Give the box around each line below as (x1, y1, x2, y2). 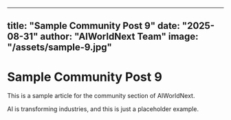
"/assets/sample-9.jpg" (7, 42, 112, 53)
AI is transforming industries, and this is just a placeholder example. (7, 105, 199, 113)
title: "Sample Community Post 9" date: (7, 20, 181, 32)
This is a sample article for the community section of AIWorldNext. (7, 92, 195, 100)
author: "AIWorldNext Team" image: (40, 31, 199, 43)
